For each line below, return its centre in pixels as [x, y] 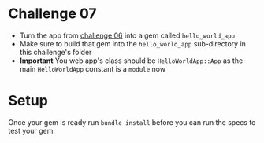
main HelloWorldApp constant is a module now [93, 68]
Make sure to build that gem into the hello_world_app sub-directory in [133, 43]
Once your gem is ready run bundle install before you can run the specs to [132, 122]
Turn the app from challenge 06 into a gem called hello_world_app [127, 35]
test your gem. [32, 130]
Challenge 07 [52, 14]
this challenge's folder [56, 52]
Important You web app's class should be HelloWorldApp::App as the [131, 60]
